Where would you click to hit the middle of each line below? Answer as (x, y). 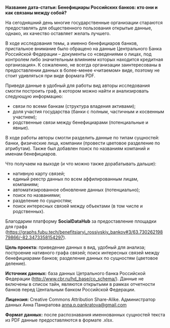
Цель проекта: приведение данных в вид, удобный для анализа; (75, 247)
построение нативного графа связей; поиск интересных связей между (82, 253)
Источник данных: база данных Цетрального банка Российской (75, 273)
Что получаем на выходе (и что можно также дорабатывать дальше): (81, 164)
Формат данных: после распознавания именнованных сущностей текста (85, 315)
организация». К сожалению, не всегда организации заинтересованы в (83, 65)
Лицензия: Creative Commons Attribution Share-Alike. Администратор (80, 299)
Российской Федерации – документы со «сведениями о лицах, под (78, 54)
